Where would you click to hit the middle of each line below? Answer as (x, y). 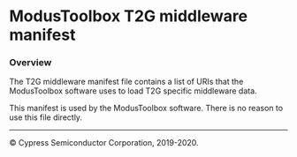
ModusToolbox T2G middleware (129, 16)
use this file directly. (46, 117)
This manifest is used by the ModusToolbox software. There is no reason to (146, 108)
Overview (30, 63)
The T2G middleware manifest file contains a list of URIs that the (126, 82)
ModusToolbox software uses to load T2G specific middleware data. (133, 91)
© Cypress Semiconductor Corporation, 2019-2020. (104, 143)
